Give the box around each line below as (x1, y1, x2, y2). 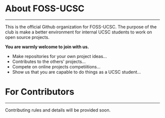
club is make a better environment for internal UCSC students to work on (5, 29, 152, 35)
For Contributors (5, 87, 75, 97)
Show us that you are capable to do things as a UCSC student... (12, 69, 141, 75)
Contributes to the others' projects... (12, 59, 86, 64)
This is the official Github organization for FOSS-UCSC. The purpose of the (5, 24, 157, 29)
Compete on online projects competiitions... (12, 63, 101, 69)
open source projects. (5, 34, 50, 40)
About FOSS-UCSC (5, 3, 85, 14)
